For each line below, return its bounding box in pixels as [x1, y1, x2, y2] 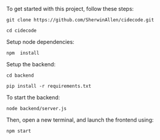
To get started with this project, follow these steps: [6, 5, 134, 12]
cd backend [6, 72, 34, 79]
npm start [6, 128, 32, 134]
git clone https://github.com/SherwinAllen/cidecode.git [6, 17, 155, 23]
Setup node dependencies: [6, 38, 75, 45]
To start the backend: [6, 94, 60, 101]
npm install [6, 50, 40, 56]
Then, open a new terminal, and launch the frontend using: [6, 116, 154, 124]
